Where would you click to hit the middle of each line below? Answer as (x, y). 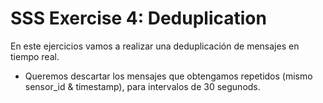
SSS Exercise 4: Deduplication (138, 18)
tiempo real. (35, 56)
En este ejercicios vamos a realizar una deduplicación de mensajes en (155, 46)
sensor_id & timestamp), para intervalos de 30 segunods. (142, 86)
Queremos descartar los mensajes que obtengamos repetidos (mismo (168, 76)
